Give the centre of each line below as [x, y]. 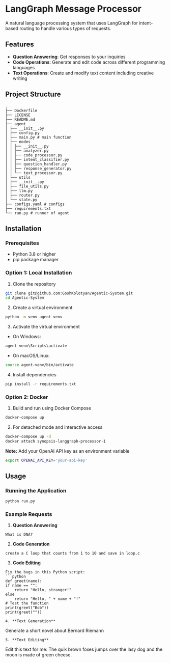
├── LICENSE [18, 115]
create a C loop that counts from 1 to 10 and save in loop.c [73, 554]
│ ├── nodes [18, 142]
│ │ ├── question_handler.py [36, 164]
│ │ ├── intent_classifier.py [37, 159]
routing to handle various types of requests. [65, 28]
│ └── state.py [21, 200]
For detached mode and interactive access [58, 427]
